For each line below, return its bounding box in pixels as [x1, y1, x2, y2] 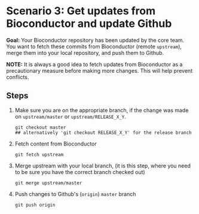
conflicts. [6, 73, 29, 80]
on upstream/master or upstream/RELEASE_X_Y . [14, 113, 127, 120]
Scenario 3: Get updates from [6, 4, 156, 18]
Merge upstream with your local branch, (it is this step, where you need [14, 162, 191, 169]
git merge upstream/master [14, 180, 82, 186]
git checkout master [14, 124, 66, 131]
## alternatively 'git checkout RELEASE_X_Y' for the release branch [14, 129, 192, 135]
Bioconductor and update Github [6, 17, 172, 30]
